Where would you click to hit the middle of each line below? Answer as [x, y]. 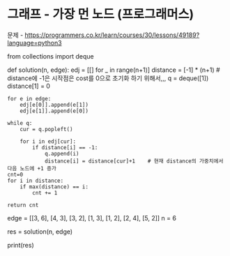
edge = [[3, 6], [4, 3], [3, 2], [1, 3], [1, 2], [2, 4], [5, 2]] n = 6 [92, 218]
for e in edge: [29, 98]
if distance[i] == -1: [65, 147]
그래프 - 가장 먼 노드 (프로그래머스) [101, 14]
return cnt [23, 205]
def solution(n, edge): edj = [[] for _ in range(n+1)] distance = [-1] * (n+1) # [114, 70]
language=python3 [34, 43]
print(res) [21, 245]
